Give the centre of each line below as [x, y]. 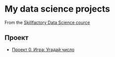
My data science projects [57, 9]
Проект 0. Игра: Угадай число [43, 49]
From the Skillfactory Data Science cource [47, 22]
